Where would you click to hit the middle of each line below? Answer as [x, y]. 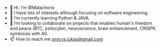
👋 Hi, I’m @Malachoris [32, 8]
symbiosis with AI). [29, 34]
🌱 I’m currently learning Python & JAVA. [50, 18]
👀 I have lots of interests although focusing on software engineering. [79, 13]
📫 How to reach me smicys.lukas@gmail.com [56, 39]
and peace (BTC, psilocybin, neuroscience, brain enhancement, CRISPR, [83, 28]
